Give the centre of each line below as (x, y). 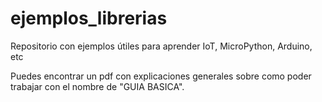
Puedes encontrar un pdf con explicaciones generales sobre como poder (161, 76)
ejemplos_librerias (89, 18)
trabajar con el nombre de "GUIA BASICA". (97, 86)
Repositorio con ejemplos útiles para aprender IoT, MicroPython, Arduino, (161, 46)
